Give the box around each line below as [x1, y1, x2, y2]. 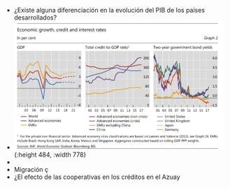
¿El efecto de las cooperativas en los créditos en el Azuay [13, 173, 180, 181]
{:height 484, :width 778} [13, 150, 87, 159]
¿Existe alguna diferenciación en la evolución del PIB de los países [13, 6, 205, 14]
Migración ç [13, 165, 49, 173]
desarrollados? [13, 13, 57, 22]
